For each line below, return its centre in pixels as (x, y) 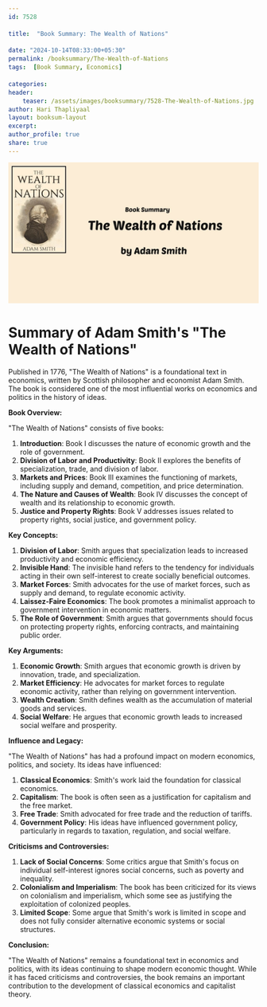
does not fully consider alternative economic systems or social (122, 921)
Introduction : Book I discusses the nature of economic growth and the (135, 444)
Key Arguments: (36, 651)
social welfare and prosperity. (68, 726)
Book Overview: (35, 413)
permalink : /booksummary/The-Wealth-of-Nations (89, 59)
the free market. (46, 805)
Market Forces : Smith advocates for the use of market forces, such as (135, 585)
